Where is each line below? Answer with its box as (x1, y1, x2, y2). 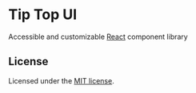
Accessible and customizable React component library (8, 32, 188, 41)
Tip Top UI (8, 6, 78, 24)
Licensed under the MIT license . (8, 76, 114, 85)
